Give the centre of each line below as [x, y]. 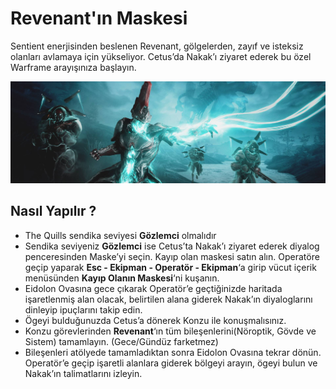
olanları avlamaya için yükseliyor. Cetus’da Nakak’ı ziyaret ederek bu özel [161, 56]
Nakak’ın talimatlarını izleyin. [83, 373]
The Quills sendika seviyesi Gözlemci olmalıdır [120, 235]
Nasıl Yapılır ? [53, 211]
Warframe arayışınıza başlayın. [73, 67]
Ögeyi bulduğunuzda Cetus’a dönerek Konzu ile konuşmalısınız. [155, 320]
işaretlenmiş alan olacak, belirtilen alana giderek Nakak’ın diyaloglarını [168, 299]
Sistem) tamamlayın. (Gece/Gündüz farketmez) [121, 341]
